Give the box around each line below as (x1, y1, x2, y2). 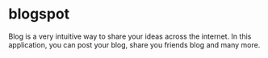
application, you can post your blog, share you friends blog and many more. (8, 39, 261, 49)
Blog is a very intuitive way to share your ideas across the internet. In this (8, 31, 252, 41)
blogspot (8, 5, 70, 23)
